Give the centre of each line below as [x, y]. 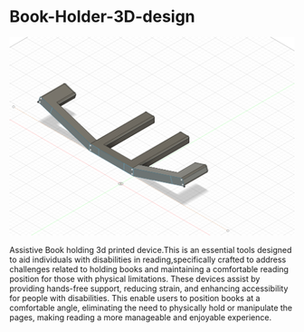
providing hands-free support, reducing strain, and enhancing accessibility [149, 288]
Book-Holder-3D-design [103, 17]
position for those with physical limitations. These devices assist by [135, 278]
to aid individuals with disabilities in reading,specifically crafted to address [148, 259]
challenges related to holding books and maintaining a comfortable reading [149, 269]
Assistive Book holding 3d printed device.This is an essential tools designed [151, 249]
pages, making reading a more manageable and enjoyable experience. [141, 317]
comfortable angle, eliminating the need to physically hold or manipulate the [151, 308]
